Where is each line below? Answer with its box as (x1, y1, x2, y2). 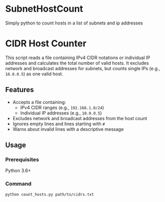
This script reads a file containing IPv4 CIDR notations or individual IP (5, 54, 151, 61)
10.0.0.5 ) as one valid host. (5, 71, 63, 77)
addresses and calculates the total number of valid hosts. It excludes (5, 60, 149, 66)
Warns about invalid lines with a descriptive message (12, 126, 124, 132)
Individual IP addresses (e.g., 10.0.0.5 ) (20, 110, 103, 116)
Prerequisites (5, 156, 39, 163)
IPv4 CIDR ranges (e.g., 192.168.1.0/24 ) (20, 104, 104, 110)
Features (5, 85, 34, 94)
